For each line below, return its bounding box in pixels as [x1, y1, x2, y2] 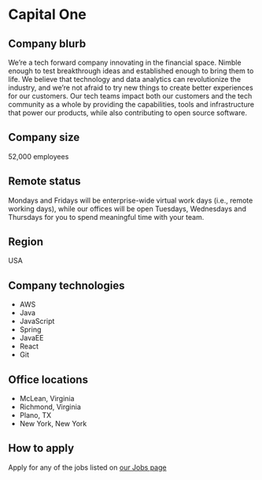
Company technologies [8, 278, 125, 292]
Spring [19, 325, 42, 334]
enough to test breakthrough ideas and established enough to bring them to [8, 66, 254, 76]
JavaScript [19, 317, 55, 326]
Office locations [8, 373, 89, 386]
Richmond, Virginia [19, 402, 81, 411]
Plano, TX [19, 411, 52, 420]
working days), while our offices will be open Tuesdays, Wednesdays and [8, 203, 246, 214]
